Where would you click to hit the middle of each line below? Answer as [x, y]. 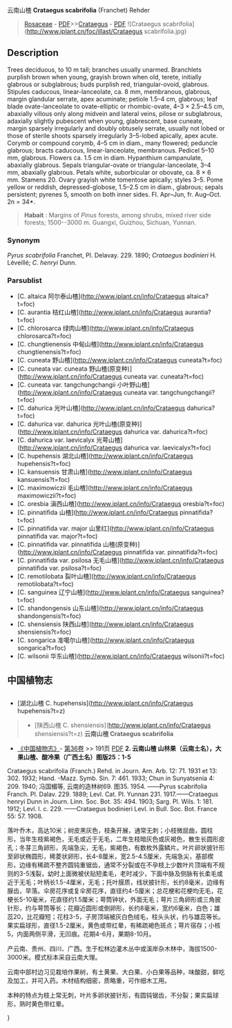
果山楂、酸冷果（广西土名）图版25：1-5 [74, 757]
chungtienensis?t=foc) [49, 352]
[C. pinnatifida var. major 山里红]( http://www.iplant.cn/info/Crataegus [115, 528]
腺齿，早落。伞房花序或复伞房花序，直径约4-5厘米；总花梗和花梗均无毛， [112, 891]
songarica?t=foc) [42, 648]
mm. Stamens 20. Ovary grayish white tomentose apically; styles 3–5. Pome [115, 180]
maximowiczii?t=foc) [47, 496]
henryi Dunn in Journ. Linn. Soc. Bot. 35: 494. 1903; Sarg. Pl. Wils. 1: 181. [110, 802]
